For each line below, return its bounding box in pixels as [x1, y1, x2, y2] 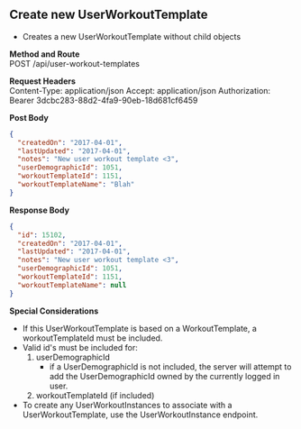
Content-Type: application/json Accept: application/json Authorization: [9, 85, 271, 96]
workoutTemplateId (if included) [35, 389, 155, 400]
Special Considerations [9, 306, 99, 316]
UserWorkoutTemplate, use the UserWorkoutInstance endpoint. [22, 409, 259, 420]
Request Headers [9, 76, 77, 87]
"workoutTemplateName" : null [17, 280, 127, 289]
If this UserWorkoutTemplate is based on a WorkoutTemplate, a [22, 323, 257, 333]
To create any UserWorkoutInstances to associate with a [22, 399, 233, 410]
